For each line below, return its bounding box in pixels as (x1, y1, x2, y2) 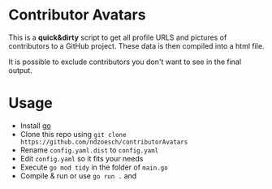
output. (8, 65, 32, 75)
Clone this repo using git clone (19, 129, 127, 139)
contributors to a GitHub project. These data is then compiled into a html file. (8, 41, 265, 50)
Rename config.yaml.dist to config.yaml (19, 144, 159, 155)
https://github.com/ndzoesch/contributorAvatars (19, 138, 188, 146)
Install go (19, 120, 51, 131)
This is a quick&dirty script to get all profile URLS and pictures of (8, 32, 227, 42)
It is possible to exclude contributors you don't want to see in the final (8, 57, 242, 67)
